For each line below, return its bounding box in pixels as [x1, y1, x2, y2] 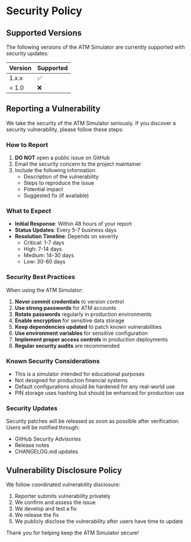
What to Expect [6, 207, 51, 215]
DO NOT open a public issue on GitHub [14, 154, 111, 161]
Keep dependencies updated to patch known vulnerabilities [14, 323, 162, 330]
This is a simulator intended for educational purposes [14, 370, 145, 378]
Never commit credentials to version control [14, 298, 124, 305]
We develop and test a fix [14, 505, 77, 512]
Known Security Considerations [6, 357, 100, 365]
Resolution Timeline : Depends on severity [14, 233, 118, 240]
